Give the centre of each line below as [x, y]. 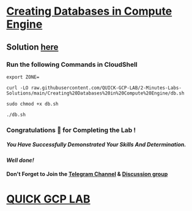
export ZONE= [23, 77]
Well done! [20, 160]
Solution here [32, 47]
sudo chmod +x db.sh [33, 104]
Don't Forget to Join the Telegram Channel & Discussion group [87, 174]
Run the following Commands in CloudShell [72, 64]
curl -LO [17, 88]
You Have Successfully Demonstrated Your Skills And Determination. [96, 145]
